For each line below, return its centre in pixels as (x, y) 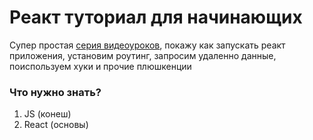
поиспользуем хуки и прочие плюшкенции (100, 66)
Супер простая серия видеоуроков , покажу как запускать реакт (147, 45)
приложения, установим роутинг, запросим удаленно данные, (143, 55)
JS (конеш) (47, 114)
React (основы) (56, 125)
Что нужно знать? (55, 92)
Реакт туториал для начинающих (156, 17)
